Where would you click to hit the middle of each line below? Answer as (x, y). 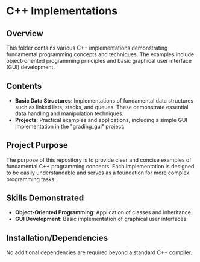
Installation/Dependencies (57, 238)
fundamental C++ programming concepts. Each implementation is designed (100, 166)
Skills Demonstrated (45, 198)
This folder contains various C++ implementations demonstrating (87, 48)
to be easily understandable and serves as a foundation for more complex (98, 173)
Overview (25, 34)
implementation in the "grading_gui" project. (70, 126)
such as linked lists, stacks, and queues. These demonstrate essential (102, 107)
